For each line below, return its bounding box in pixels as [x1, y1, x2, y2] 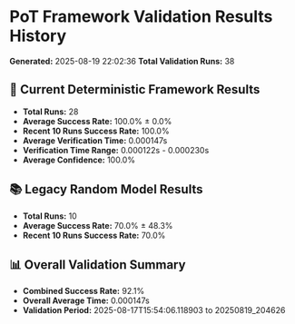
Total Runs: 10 [22, 211, 77, 221]
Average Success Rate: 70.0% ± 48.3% [22, 220, 173, 231]
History [9, 25, 67, 46]
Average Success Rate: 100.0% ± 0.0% [22, 115, 172, 126]
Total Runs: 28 [22, 106, 79, 117]
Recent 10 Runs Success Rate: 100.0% [22, 125, 170, 136]
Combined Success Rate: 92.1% [22, 286, 145, 297]
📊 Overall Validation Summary [9, 257, 186, 272]
